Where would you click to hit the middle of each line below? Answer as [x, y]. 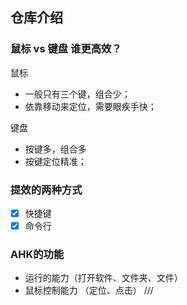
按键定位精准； [55, 161]
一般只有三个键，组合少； [77, 94]
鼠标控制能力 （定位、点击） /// [89, 290]
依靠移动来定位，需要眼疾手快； [90, 106]
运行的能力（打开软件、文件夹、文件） [103, 278]
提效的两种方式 [46, 190]
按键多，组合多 [55, 149]
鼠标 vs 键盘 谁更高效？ [66, 49]
